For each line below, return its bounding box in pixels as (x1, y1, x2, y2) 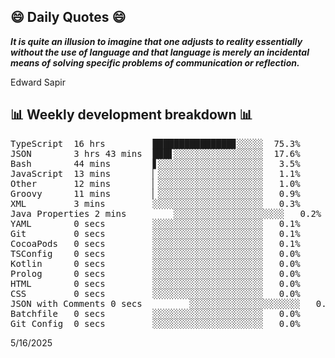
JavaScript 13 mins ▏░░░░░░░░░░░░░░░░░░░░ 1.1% (10, 168, 301, 179)
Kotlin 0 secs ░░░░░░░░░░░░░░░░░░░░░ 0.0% (10, 258, 301, 269)
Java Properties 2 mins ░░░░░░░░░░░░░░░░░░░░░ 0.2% (10, 208, 322, 219)
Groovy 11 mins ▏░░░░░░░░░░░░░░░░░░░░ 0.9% (10, 188, 301, 199)
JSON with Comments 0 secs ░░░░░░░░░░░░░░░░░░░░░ (10, 298, 301, 309)
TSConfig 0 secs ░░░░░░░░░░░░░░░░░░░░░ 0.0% (10, 248, 301, 259)
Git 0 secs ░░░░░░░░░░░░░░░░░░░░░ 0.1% (10, 228, 301, 239)
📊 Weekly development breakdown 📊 (10, 106, 253, 124)
